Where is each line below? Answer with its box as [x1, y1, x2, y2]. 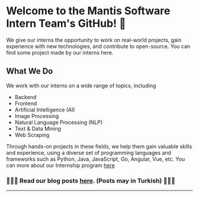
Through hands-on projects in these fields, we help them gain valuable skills [6, 142, 192, 150]
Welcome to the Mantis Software [6, 4, 171, 18]
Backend [14, 93, 37, 100]
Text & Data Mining [14, 125, 61, 132]
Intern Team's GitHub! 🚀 [6, 17, 126, 30]
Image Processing [14, 112, 59, 119]
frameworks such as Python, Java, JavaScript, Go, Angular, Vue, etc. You [6, 155, 185, 163]
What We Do [6, 66, 53, 77]
